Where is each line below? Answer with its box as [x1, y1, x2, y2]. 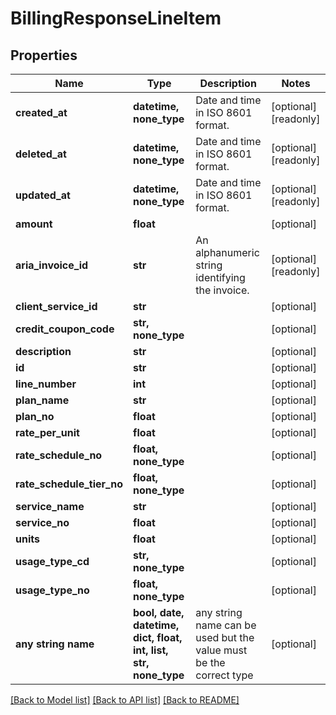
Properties [10, 47, 78, 64]
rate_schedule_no [15, 448, 103, 462]
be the [195, 656, 226, 669]
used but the [195, 631, 255, 644]
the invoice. [195, 283, 250, 297]
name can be [195, 618, 257, 632]
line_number [15, 377, 77, 391]
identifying [195, 271, 246, 284]
